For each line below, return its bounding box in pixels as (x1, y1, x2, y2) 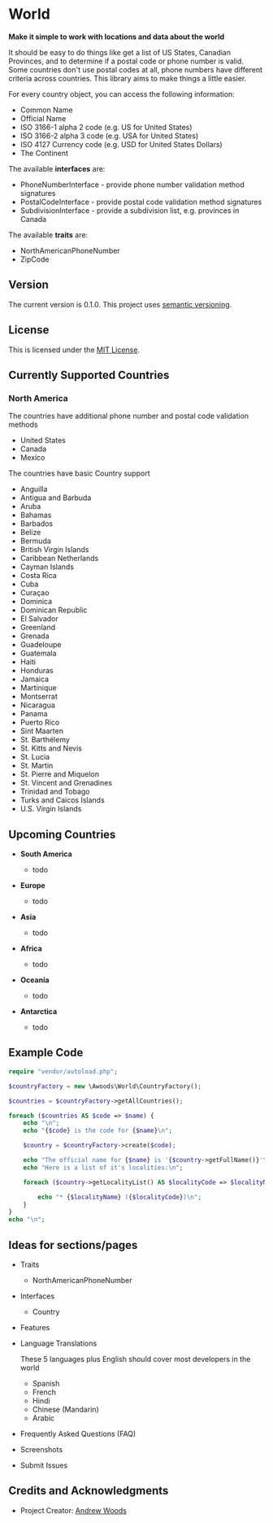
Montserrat (19, 692, 58, 702)
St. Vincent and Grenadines (19, 778, 112, 788)
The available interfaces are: (8, 163, 106, 173)
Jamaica (19, 674, 50, 684)
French (32, 1387, 57, 1397)
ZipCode (19, 254, 50, 264)
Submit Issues (19, 1460, 68, 1470)
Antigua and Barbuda (19, 493, 92, 503)
